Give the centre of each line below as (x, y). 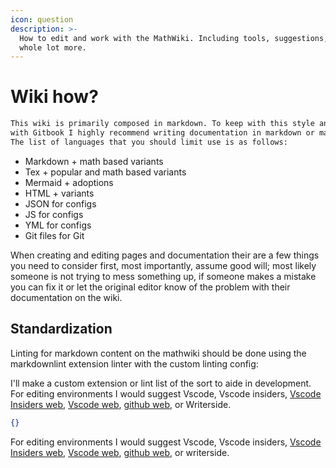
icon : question (42, 19)
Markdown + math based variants (94, 161)
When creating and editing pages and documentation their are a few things (165, 255)
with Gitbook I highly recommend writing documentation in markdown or (162, 133)
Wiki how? (54, 97)
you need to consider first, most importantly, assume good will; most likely (163, 265)
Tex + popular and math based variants (105, 172)
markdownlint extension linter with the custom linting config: (134, 363)
